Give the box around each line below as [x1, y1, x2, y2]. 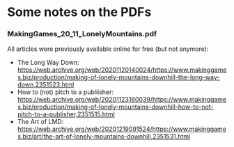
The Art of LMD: [17, 118, 64, 126]
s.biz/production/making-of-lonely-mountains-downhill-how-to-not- [17, 102, 214, 111]
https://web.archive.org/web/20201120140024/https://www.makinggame [17, 65, 227, 74]
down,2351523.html [17, 81, 75, 89]
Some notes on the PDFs [7, 4, 152, 20]
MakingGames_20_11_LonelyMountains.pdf [7, 29, 157, 39]
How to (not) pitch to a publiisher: [17, 88, 114, 96]
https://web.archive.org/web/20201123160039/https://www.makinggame [17, 95, 227, 104]
